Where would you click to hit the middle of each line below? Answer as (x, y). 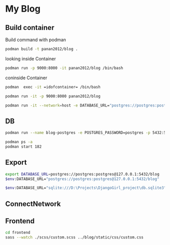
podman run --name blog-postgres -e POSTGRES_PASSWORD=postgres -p (78, 133)
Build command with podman (36, 40)
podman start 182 (24, 147)
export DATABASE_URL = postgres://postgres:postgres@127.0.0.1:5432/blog (82, 174)
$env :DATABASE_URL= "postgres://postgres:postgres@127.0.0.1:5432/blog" (82, 179)
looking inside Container (31, 58)
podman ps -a (19, 142)
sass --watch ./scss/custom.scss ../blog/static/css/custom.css (74, 237)
